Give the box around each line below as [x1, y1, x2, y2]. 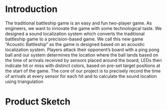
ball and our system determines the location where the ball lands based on [5, 51, 159, 58]
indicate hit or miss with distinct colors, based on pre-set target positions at [5, 62, 161, 68]
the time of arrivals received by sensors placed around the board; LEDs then [5, 57, 162, 63]
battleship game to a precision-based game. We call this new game [5, 36, 144, 42]
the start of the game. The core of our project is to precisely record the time [5, 67, 161, 73]
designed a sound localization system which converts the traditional [5, 30, 145, 36]
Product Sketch [5, 96, 71, 107]
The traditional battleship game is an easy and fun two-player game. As [5, 20, 152, 26]
